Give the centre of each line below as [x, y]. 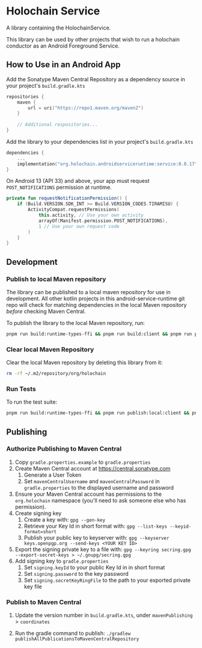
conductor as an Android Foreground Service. [63, 46]
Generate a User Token [53, 475]
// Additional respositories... [57, 125]
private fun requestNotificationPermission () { [67, 199]
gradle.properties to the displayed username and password [99, 487]
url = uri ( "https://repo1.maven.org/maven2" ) [86, 108]
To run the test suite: [32, 402]
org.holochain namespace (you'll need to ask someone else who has [100, 500]
